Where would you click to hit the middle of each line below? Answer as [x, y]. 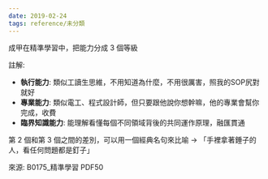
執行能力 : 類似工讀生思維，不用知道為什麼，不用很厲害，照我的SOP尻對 [140, 82]
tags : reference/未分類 [47, 23]
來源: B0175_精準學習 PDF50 [56, 167]
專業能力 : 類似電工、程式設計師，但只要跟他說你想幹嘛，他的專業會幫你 [140, 102]
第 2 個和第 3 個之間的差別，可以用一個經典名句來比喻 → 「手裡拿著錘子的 [133, 139]
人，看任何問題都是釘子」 [51, 150]
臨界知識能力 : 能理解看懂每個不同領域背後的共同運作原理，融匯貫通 [132, 122]
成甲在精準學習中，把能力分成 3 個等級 [73, 47]
